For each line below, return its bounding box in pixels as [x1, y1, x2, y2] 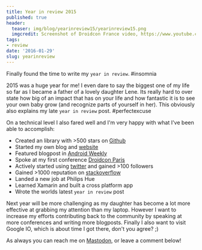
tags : [6, 37, 20, 43]
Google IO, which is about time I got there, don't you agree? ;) [6, 225, 159, 232]
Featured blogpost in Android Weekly [14, 150, 107, 157]
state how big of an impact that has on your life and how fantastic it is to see [6, 94, 195, 102]
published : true [6, 14, 47, 20]
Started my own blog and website [14, 143, 99, 150]
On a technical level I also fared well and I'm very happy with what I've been [6, 118, 194, 126]
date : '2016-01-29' [6, 48, 55, 54]
